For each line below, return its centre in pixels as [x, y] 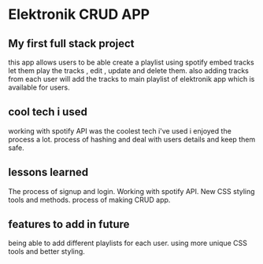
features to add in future [69, 224]
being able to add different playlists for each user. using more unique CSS [128, 243]
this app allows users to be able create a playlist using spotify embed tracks [131, 62]
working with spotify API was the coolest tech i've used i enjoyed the [120, 130]
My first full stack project [72, 44]
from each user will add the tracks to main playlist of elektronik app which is [131, 79]
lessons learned [48, 172]
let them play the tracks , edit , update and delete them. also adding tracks [129, 71]
